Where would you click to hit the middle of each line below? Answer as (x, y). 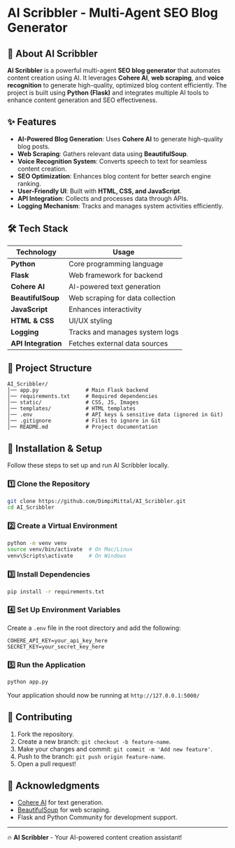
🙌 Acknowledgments (54, 786)
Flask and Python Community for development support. (97, 817)
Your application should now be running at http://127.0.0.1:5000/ (104, 695)
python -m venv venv (37, 543)
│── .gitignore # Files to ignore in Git (84, 421)
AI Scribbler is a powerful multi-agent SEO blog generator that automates (114, 70)
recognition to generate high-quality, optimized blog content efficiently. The (117, 85)
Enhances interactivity (105, 309)
